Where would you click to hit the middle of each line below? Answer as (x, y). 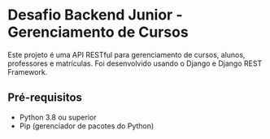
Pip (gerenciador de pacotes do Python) (87, 126)
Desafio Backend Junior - (95, 15)
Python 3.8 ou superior (58, 117)
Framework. (28, 72)
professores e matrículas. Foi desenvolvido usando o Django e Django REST (135, 63)
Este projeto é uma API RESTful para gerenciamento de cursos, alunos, (126, 54)
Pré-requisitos (45, 98)
